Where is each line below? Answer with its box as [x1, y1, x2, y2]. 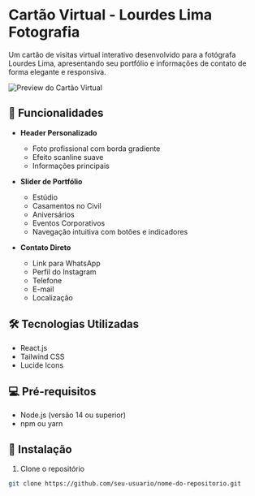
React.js [19, 343, 48, 352]
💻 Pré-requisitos [8, 384, 97, 399]
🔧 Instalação [8, 442, 72, 456]
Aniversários [32, 209, 75, 219]
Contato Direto [19, 242, 71, 252]
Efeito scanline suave [32, 152, 104, 162]
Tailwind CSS [19, 352, 65, 361]
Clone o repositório [19, 464, 85, 474]
